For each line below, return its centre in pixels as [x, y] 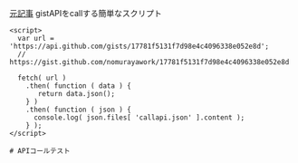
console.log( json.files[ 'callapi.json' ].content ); [139, 118]
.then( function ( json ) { [78, 110]
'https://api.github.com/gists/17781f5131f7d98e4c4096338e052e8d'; [139, 46]
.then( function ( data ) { [78, 86]
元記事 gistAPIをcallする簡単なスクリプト [86, 13]
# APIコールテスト [40, 151]
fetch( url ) [42, 78]
